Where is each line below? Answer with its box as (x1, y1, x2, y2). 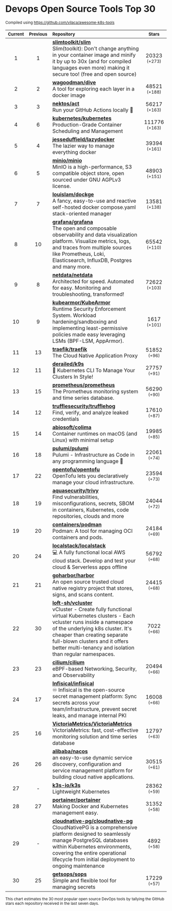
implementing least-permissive (52, 324, 128, 332)
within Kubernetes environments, (52, 843, 132, 850)
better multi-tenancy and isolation (52, 644, 135, 651)
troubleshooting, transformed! (52, 290, 124, 297)
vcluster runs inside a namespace (52, 618, 133, 625)
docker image (52, 92, 85, 99)
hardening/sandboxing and (52, 318, 117, 325)
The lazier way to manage (52, 142, 115, 149)
